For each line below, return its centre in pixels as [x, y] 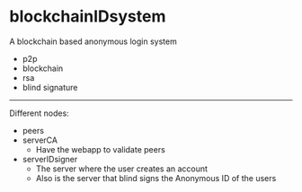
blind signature [50, 87]
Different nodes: [39, 113]
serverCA [40, 140]
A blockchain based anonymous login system [93, 41]
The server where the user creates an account [122, 169]
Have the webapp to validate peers [101, 149]
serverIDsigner [50, 159]
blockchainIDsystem [88, 17]
